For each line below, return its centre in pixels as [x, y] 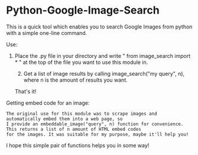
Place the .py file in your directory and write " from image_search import [103, 56]
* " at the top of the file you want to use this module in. [81, 62]
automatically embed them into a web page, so [64, 119]
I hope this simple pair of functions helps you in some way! [78, 145]
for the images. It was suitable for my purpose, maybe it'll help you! [98, 134]
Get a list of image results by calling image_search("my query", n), [104, 73]
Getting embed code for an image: [48, 103]
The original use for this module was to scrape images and [82, 114]
